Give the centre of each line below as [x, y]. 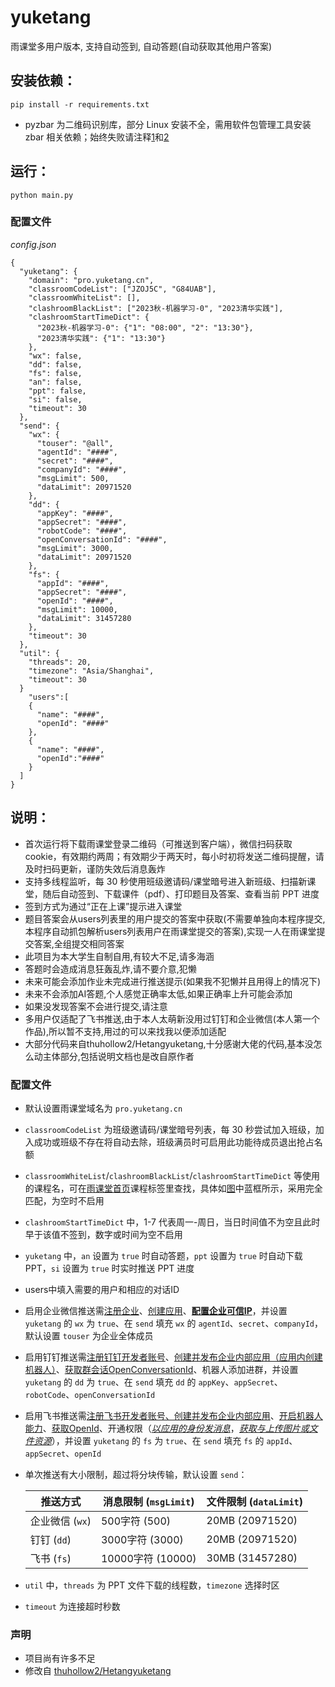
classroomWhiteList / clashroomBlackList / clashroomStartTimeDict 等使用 [172, 1175]
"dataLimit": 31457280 [84, 618]
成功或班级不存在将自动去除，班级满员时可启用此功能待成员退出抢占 [174, 1142]
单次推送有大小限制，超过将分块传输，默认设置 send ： [136, 1474]
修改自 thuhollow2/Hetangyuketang [98, 1671]
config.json [33, 244]
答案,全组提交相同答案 [79, 943]
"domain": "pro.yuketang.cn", [91, 280]
